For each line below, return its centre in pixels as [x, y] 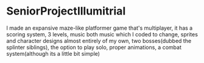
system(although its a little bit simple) [53, 53]
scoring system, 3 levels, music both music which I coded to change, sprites [102, 34]
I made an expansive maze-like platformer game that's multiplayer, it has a [100, 28]
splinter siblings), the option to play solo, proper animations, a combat [94, 47]
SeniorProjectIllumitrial [66, 11]
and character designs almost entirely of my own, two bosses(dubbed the [99, 41]
